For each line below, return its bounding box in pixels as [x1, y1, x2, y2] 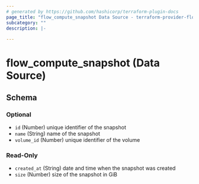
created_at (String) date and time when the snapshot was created [14, 164, 176, 172]
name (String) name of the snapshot [14, 130, 101, 137]
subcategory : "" [6, 20, 46, 26]
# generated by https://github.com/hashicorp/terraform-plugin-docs [6, 8, 179, 15]
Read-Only [6, 151, 38, 159]
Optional [6, 110, 31, 119]
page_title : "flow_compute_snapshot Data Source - [6, 14, 134, 20]
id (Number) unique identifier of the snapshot [14, 124, 126, 131]
